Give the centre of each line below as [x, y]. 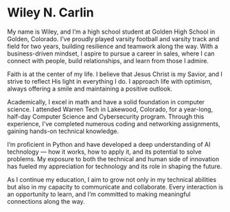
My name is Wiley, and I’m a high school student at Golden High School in [111, 32]
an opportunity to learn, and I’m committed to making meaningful [99, 194]
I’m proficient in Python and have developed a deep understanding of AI [109, 144]
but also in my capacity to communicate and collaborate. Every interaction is [115, 187]
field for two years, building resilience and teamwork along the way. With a [113, 46]
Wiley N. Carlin [50, 13]
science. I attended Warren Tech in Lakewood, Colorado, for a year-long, [110, 109]
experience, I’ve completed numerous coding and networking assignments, [114, 123]
